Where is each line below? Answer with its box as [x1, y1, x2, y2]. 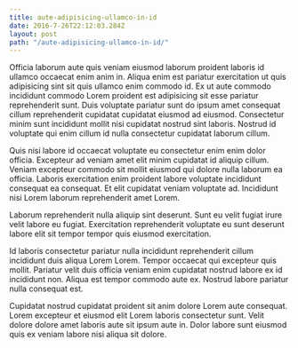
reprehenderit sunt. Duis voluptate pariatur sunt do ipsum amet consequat [9, 99, 281, 111]
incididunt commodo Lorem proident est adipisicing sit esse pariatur [9, 91, 260, 101]
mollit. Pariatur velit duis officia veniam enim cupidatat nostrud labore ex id [9, 265, 283, 275]
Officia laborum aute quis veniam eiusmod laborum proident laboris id [9, 62, 265, 73]
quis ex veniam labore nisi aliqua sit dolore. [9, 329, 167, 340]
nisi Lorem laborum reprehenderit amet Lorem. [9, 193, 181, 203]
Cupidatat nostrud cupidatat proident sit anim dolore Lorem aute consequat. [9, 301, 288, 312]
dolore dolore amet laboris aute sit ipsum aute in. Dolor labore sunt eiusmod [9, 320, 287, 330]
